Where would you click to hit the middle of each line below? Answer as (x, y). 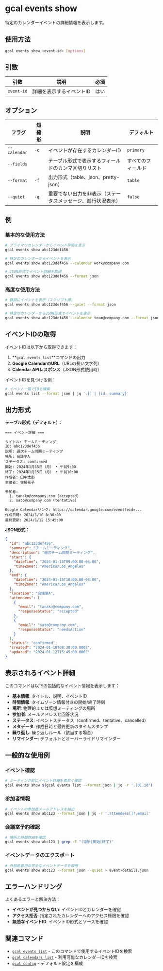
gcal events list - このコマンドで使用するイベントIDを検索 (72, 951)
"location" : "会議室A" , (32, 593)
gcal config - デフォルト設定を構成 (48, 963)
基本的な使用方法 (25, 235)
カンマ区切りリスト (80, 168)
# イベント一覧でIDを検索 (27, 389)
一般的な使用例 (27, 755)
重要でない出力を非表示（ (77, 194)
